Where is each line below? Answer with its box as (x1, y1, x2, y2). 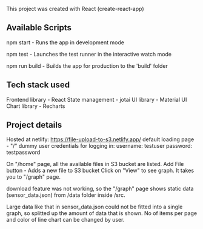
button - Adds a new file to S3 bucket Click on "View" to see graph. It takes (6, 167, 195, 174)
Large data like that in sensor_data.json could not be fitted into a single (6, 203, 183, 211)
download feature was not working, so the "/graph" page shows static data (6, 185, 194, 193)
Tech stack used (6, 80, 70, 90)
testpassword (6, 148, 41, 156)
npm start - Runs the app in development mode (6, 39, 124, 46)
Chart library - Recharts (6, 102, 65, 110)
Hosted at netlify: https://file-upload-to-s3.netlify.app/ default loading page (6, 136, 195, 143)
